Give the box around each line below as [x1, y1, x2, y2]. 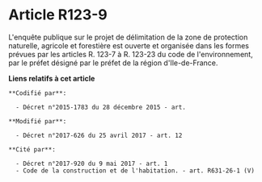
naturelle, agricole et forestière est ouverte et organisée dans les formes [8, 40, 249, 50]
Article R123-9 [8, 6, 108, 24]
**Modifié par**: [8, 117, 67, 126]
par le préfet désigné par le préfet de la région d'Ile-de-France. [8, 58, 218, 68]
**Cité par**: [8, 145, 57, 154]
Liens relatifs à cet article [8, 73, 95, 83]
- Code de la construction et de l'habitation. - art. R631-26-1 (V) [15, 167, 255, 175]
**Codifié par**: [8, 89, 67, 97]
